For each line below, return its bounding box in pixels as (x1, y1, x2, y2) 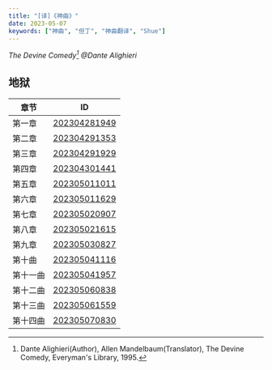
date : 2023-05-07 (8, 19, 67, 28)
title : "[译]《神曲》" (8, 11, 79, 20)
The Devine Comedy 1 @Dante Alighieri (8, 49, 138, 61)
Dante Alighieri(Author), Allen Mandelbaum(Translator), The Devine (19, 343, 244, 353)
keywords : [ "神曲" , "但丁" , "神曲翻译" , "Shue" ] (8, 27, 166, 35)
